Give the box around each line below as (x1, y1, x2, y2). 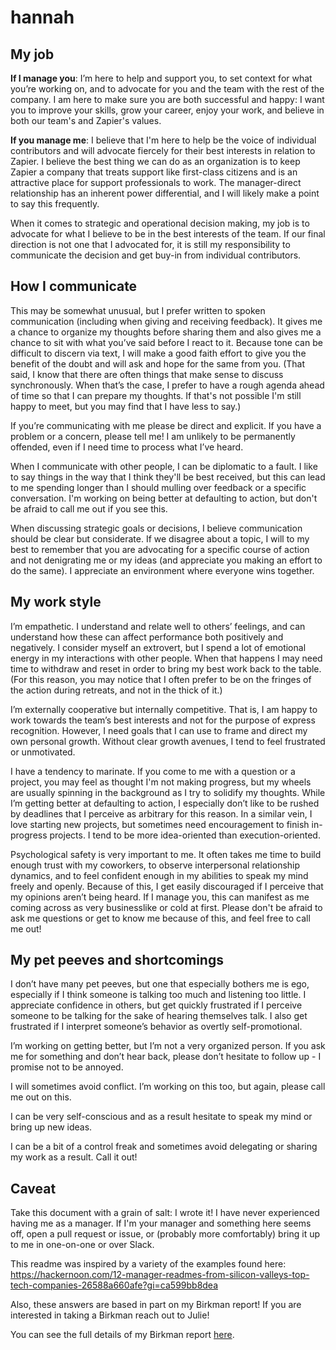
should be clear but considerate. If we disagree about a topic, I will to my (10, 532, 310, 545)
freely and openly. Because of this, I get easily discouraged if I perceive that (10, 880, 324, 892)
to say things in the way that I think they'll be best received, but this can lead (10, 471, 326, 483)
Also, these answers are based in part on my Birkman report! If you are (10, 1299, 302, 1311)
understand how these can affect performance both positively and (10, 631, 284, 643)
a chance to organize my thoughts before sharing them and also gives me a (10, 326, 322, 338)
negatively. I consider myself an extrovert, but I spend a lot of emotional (10, 641, 307, 653)
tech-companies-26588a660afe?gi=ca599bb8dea (10, 1279, 219, 1291)
